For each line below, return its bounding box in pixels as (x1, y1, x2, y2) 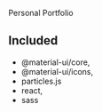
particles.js (20, 76, 62, 86)
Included (8, 33, 59, 48)
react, (20, 84, 43, 96)
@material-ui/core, (20, 57, 90, 68)
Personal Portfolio (8, 8, 74, 18)
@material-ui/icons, (20, 66, 94, 76)
